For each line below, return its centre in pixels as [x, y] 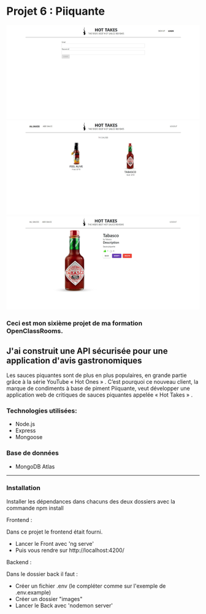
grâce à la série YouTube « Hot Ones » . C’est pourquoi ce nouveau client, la [102, 381]
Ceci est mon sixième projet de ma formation [74, 324]
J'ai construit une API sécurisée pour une [87, 351]
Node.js [25, 424]
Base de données [33, 453]
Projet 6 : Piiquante [56, 11]
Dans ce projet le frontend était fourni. [55, 532]
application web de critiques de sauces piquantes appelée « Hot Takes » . [100, 395]
